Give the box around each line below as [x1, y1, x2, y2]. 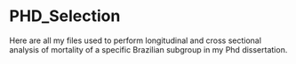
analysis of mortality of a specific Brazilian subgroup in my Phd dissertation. [9, 44, 288, 54]
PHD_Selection [9, 6, 121, 26]
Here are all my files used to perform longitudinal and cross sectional [9, 35, 262, 46]
